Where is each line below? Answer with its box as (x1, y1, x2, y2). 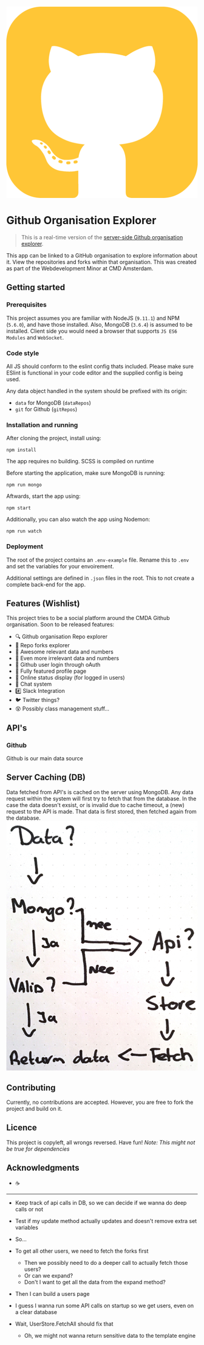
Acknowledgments (6, 1163, 80, 1173)
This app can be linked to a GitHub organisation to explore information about (6, 251, 197, 259)
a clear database (15, 1308, 58, 1315)
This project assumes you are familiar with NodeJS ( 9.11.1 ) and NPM (6, 314, 180, 322)
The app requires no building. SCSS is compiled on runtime (6, 458, 154, 465)
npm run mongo (6, 482, 42, 488)
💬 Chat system (15, 681, 52, 688)
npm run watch (6, 528, 42, 534)
